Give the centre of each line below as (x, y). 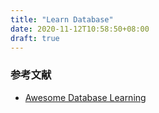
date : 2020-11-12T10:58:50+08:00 (80, 29)
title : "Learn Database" (62, 19)
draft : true (35, 38)
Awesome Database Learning (85, 97)
